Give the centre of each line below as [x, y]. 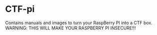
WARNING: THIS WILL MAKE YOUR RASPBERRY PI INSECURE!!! [71, 28]
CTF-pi [20, 9]
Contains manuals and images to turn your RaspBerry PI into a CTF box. [79, 23]
